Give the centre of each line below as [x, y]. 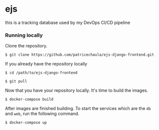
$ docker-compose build [29, 99]
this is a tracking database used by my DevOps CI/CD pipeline [68, 22]
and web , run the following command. [42, 114]
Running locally [24, 35]
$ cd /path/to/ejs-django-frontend [41, 73]
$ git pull [16, 82]
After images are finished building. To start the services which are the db [78, 108]
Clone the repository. [26, 46]
